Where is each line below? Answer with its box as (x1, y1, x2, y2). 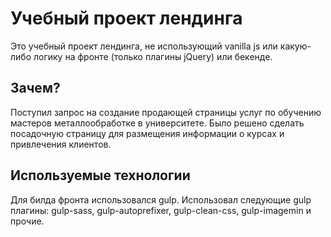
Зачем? (10, 80, 61, 97)
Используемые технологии (10, 167, 191, 184)
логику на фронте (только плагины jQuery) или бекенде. (33, 50, 273, 62)
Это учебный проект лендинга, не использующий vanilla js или (10, 40, 278, 52)
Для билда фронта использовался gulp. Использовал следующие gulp (10, 193, 312, 206)
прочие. (10, 215, 45, 227)
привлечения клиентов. (10, 138, 112, 150)
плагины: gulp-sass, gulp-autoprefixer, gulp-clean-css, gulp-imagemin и (10, 204, 312, 216)
